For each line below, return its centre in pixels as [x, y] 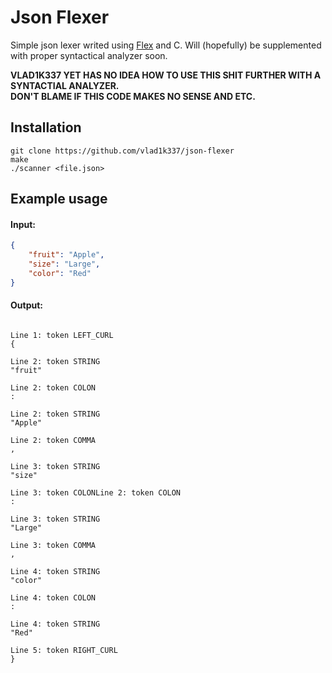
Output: [26, 305]
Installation [46, 127]
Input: [23, 224]
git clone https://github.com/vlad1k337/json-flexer [122, 151]
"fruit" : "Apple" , [66, 255]
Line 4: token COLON [53, 597]
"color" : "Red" [60, 273]
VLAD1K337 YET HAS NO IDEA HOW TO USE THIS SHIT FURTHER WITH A [166, 75]
